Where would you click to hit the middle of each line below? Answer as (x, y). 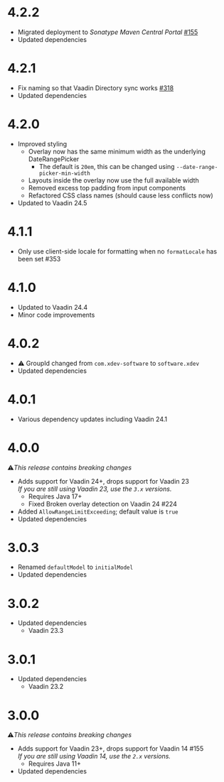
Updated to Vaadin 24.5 (52, 202)
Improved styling (42, 143)
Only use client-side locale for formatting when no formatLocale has (117, 251)
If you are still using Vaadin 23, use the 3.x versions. (95, 489)
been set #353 (39, 259)
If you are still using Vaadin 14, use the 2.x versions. (94, 756)
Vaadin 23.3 (46, 631)
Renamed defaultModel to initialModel (75, 567)
